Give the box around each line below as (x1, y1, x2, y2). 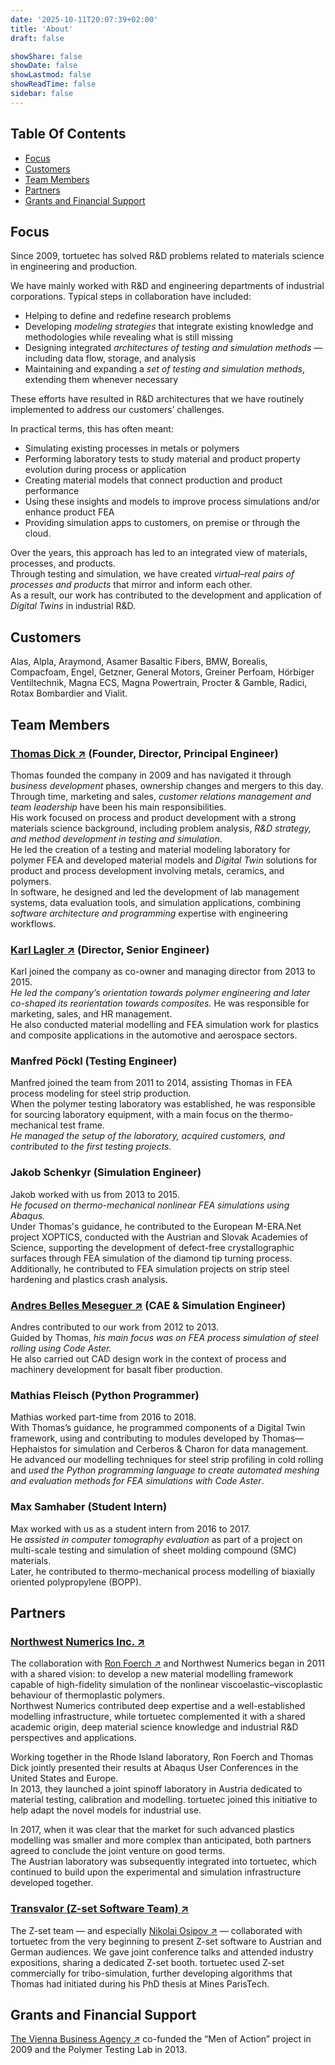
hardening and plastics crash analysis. (10, 1273, 168, 1285)
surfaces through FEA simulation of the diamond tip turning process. (10, 1252, 293, 1264)
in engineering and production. (10, 261, 138, 273)
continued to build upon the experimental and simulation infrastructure (10, 1866, 302, 1878)
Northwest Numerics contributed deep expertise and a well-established (10, 1700, 306, 1712)
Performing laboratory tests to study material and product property (24, 453, 301, 465)
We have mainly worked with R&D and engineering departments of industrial (10, 280, 325, 292)
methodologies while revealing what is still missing (24, 331, 234, 343)
